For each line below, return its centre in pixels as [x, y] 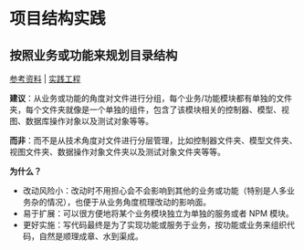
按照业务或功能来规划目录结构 [94, 55]
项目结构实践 [58, 19]
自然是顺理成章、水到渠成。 [91, 236]
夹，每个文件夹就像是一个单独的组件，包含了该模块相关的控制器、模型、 [145, 109]
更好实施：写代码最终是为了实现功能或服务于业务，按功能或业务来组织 [155, 225]
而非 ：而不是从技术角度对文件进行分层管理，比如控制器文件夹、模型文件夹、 [153, 141]
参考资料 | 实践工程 [45, 79]
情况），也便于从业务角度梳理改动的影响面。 [129, 202]
